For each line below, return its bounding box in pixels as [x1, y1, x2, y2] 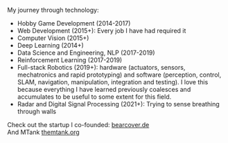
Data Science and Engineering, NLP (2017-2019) [17, 48, 155, 57]
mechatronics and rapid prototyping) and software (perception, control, [17, 70, 222, 79]
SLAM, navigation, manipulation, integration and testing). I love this [17, 78, 209, 86]
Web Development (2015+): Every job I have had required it [17, 27, 186, 35]
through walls [17, 107, 57, 115]
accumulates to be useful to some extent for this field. [17, 93, 172, 101]
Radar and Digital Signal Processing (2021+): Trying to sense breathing [17, 100, 220, 108]
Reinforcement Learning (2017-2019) [17, 56, 123, 64]
